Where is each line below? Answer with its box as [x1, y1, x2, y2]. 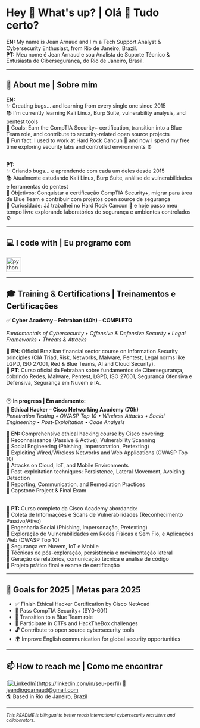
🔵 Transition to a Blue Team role [14, 613, 93, 621]
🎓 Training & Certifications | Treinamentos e [6, 288, 176, 299]
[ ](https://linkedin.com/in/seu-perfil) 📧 [6, 680, 126, 687]
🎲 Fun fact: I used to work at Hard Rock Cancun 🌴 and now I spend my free [6, 137, 190, 144]
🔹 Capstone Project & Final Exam [6, 487, 87, 494]
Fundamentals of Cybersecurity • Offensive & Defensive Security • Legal [6, 330, 186, 337]
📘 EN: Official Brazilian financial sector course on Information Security [6, 348, 179, 355]
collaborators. [6, 717, 35, 723]
